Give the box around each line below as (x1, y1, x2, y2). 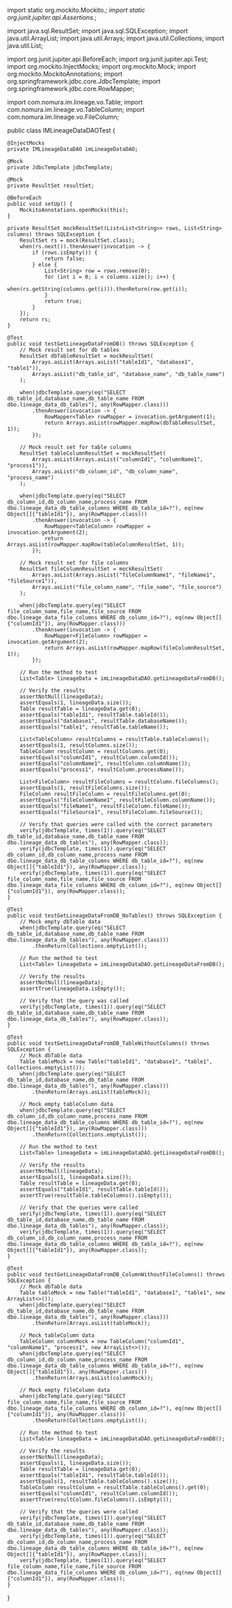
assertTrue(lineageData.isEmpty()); (19, 985, 126, 992)
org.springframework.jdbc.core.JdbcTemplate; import (7, 77, 161, 86)
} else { (32, 261, 58, 268)
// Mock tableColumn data (19, 1332, 95, 1339)
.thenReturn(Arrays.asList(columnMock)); (32, 1374, 154, 1381)
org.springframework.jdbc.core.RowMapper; (7, 85, 135, 92)
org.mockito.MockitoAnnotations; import (7, 70, 123, 78)
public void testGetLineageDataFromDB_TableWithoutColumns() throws (7, 1040, 210, 1047)
